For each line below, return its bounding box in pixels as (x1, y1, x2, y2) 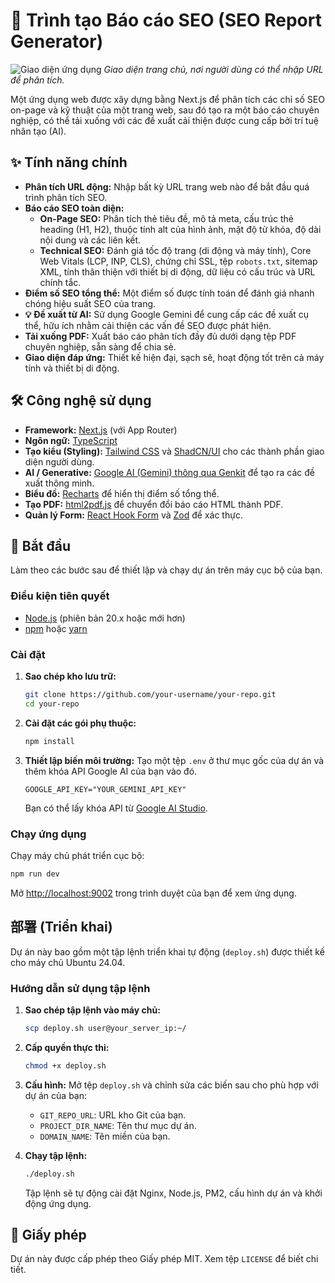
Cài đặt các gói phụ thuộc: (24, 717, 137, 729)
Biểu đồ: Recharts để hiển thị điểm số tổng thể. (24, 487, 220, 499)
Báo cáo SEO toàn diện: (24, 202, 125, 214)
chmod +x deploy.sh (24, 1060, 107, 1071)
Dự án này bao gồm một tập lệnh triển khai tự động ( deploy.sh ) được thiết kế (10, 945, 325, 958)
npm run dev (10, 869, 60, 879)
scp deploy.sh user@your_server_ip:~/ (24, 1023, 187, 1033)
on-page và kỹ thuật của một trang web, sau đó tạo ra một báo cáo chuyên (10, 104, 320, 116)
